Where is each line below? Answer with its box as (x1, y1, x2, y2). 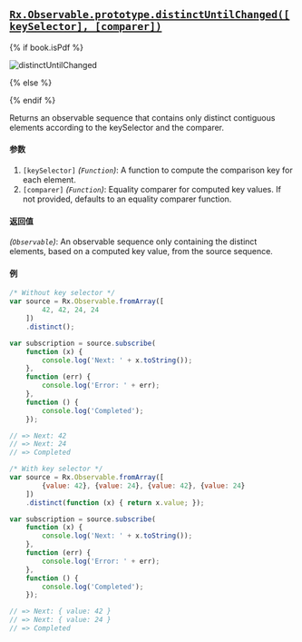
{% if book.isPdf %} (9, 42, 84, 53)
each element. (22, 174, 77, 185)
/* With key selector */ (9, 464, 103, 474)
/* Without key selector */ (9, 289, 116, 298)
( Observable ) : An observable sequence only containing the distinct (9, 236, 258, 247)
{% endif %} (9, 94, 56, 105)
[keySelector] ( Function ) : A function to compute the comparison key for (22, 164, 293, 176)
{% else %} (9, 77, 53, 88)
